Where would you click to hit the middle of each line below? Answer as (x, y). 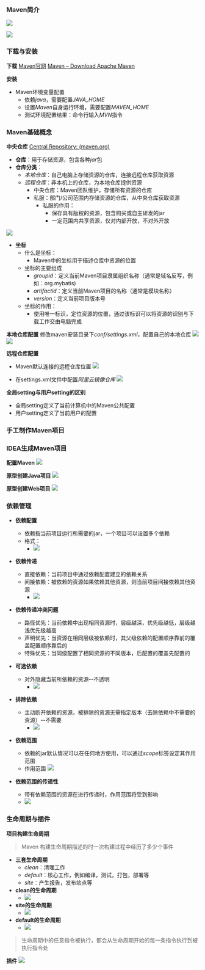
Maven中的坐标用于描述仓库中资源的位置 (85, 260)
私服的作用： (59, 205)
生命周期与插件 (28, 819)
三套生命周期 (31, 859)
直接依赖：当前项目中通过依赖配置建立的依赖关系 (86, 574)
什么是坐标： (40, 252)
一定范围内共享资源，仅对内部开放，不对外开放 (110, 221)
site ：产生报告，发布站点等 (58, 882)
